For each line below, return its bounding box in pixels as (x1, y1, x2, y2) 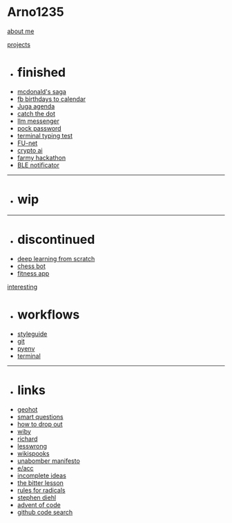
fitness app (17, 269, 50, 277)
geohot (17, 405, 38, 413)
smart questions (17, 412, 64, 421)
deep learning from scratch (17, 254, 95, 263)
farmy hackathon (17, 153, 66, 162)
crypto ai (17, 146, 43, 154)
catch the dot (17, 109, 55, 117)
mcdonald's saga (17, 87, 67, 95)
